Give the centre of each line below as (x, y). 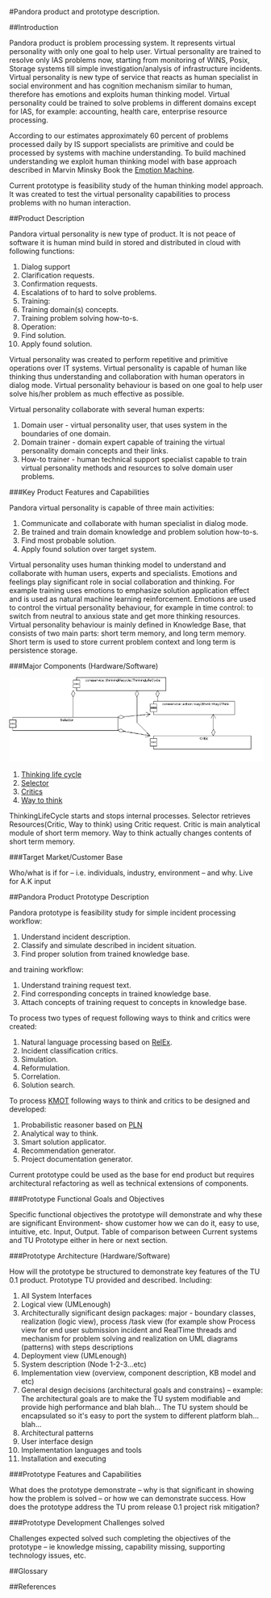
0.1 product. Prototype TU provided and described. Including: (110, 1280)
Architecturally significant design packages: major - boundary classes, (138, 1313)
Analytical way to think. (60, 1133)
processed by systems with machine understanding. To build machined (128, 153)
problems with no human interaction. (70, 202)
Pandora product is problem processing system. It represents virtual (123, 43)
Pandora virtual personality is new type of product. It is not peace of (123, 234)
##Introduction (34, 27)
